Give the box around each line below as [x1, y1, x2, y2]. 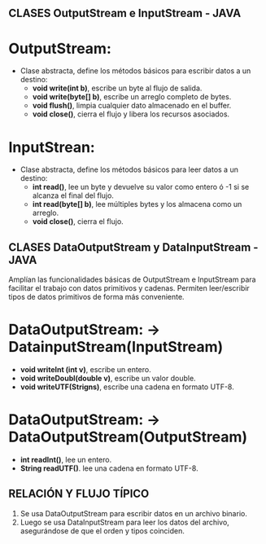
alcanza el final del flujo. [32, 191, 114, 200]
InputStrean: [8, 138, 95, 156]
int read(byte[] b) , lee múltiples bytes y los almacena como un [32, 200, 242, 209]
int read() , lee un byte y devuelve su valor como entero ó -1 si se [32, 182, 250, 192]
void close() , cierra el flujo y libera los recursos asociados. [32, 109, 230, 119]
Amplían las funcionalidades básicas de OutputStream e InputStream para [8, 274, 256, 284]
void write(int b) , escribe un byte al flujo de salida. [32, 83, 203, 93]
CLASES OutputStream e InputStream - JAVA [8, 7, 242, 20]
